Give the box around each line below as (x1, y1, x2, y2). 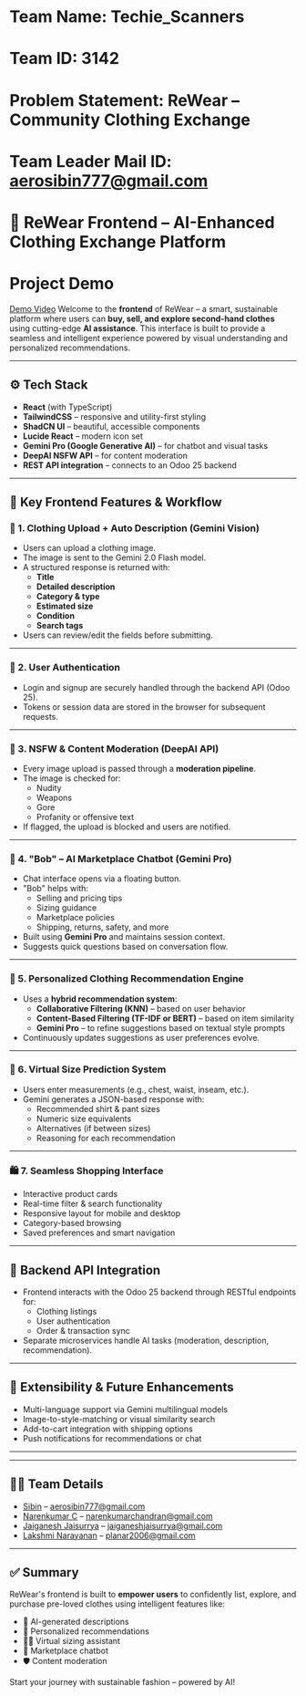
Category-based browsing (22, 1218, 122, 1229)
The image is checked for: (22, 773, 121, 784)
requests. (22, 711, 59, 722)
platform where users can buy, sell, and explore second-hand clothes (9, 313, 275, 324)
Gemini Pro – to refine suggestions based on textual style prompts (36, 1022, 285, 1033)
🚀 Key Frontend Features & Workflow (9, 494, 222, 510)
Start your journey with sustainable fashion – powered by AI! (9, 1677, 236, 1688)
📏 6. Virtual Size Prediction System (9, 1063, 167, 1076)
